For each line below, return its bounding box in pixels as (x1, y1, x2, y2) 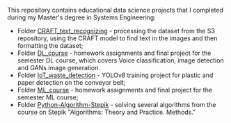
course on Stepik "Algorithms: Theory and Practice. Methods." (17, 108, 196, 116)
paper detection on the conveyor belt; (17, 79, 127, 86)
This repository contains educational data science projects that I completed (7, 6, 224, 14)
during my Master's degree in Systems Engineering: (7, 13, 157, 22)
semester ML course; (17, 93, 79, 101)
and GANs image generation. (17, 64, 101, 72)
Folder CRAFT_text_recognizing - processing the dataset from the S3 (17, 27, 216, 35)
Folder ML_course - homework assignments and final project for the (17, 86, 213, 94)
